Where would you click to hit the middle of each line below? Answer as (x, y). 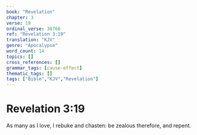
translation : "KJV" (31, 40)
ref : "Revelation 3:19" (36, 34)
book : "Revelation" (31, 12)
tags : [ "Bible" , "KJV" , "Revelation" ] (52, 79)
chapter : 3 (20, 17)
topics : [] (20, 57)
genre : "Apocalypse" (32, 46)
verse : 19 (19, 23)
